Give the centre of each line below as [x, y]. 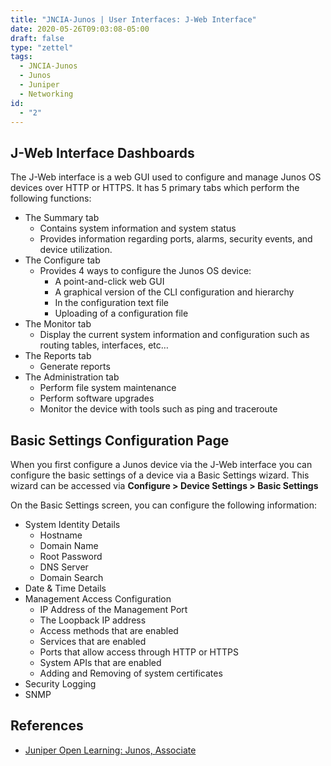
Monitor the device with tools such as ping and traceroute [158, 409]
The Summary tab [62, 218]
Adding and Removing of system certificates [131, 673]
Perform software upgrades [97, 398]
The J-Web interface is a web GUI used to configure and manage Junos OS [166, 177]
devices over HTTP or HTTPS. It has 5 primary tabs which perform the [155, 188]
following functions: [51, 198]
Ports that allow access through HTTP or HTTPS [139, 652]
